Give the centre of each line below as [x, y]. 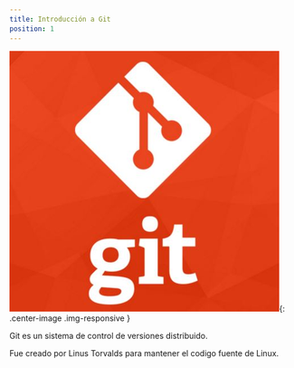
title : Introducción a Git [60, 19]
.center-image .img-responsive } [70, 318]
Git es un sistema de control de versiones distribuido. [109, 335]
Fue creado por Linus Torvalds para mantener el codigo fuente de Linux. [144, 353]
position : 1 [32, 29]
